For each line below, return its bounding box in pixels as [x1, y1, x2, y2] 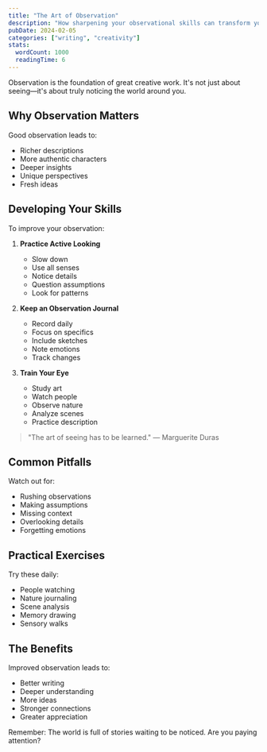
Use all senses [31, 263, 79, 272]
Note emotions [31, 344, 80, 353]
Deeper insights [19, 162, 72, 172]
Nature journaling [19, 593, 77, 604]
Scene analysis [19, 602, 70, 611]
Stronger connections [19, 704, 91, 713]
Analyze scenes [31, 408, 84, 418]
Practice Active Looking [19, 239, 101, 249]
